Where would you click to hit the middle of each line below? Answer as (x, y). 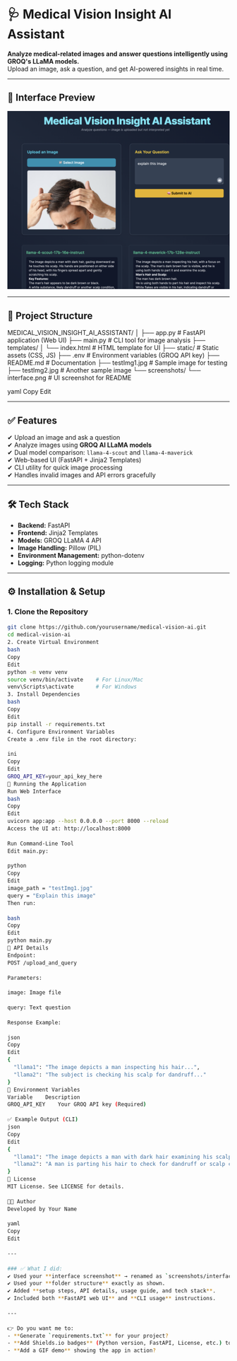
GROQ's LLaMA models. (43, 61)
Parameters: (25, 978)
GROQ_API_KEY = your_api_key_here (55, 776)
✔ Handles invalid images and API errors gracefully (82, 474)
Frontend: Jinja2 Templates (58, 532)
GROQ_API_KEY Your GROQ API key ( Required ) (77, 1104)
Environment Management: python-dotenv (81, 555)
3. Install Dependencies (44, 694)
